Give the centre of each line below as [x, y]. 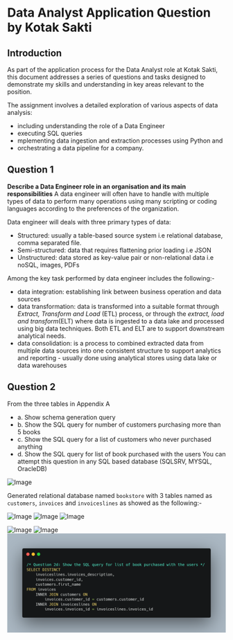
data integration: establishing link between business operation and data [119, 292]
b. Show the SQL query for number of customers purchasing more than [119, 425]
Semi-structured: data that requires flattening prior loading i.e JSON [114, 250]
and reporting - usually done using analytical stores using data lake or [117, 357]
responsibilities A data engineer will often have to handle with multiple [108, 194]
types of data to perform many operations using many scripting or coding [112, 201]
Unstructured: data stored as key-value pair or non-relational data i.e [115, 257]
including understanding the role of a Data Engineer [91, 126]
